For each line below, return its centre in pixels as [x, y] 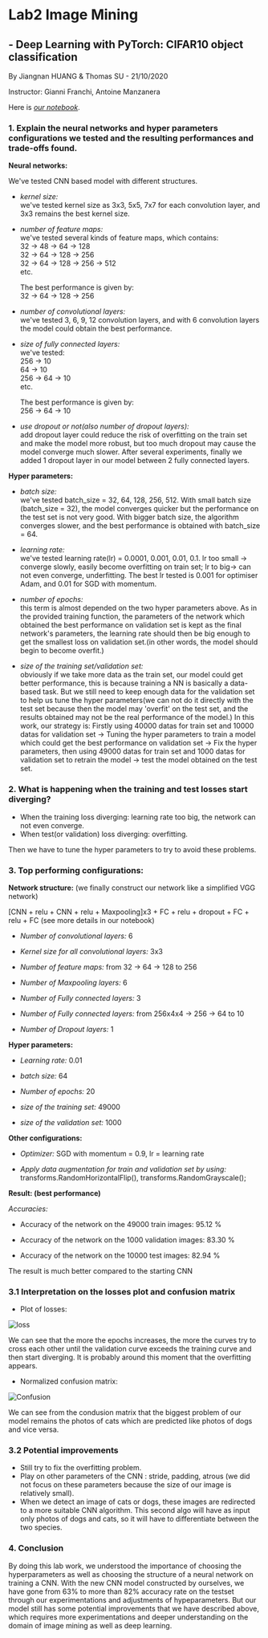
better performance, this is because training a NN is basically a [124, 683]
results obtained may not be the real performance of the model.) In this [137, 717]
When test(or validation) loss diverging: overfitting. [104, 834]
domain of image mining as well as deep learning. [90, 1625]
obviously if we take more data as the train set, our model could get [131, 675]
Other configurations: [45, 1138]
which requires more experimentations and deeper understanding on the [128, 1617]
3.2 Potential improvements [63, 1450]
